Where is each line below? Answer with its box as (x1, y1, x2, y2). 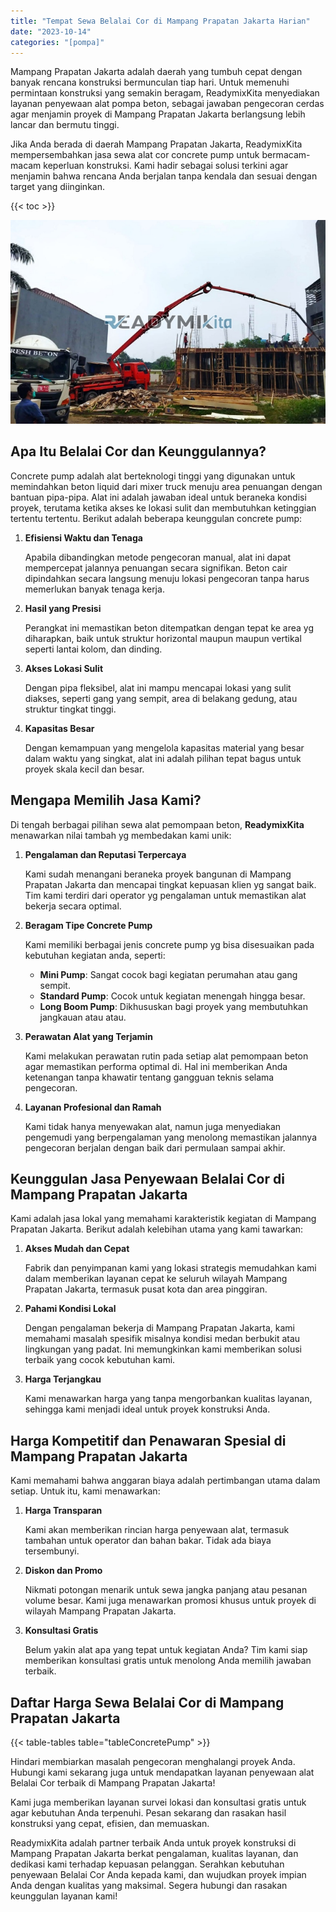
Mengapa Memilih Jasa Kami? (10, 792, 202, 809)
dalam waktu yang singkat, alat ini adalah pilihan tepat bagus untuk (24, 752, 302, 764)
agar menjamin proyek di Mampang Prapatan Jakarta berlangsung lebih (10, 108, 306, 120)
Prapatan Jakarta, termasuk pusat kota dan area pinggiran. (24, 1283, 268, 1295)
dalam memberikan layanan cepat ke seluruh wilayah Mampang (24, 1273, 288, 1285)
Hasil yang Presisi (24, 602, 102, 614)
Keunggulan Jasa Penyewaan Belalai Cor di (10, 1171, 285, 1188)
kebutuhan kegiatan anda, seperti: (24, 949, 166, 961)
